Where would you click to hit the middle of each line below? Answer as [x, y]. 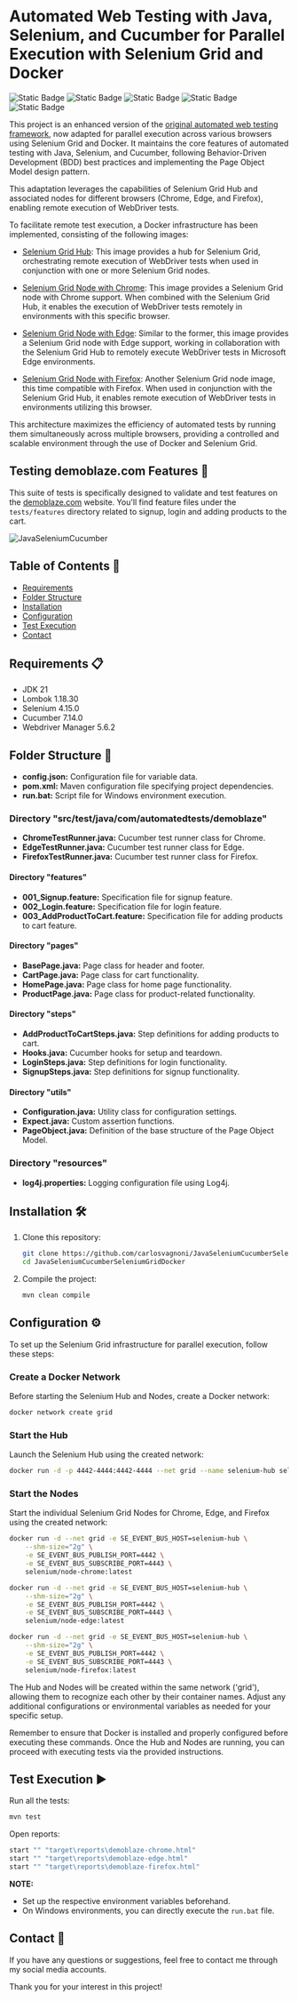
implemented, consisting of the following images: [99, 234]
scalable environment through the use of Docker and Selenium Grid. [133, 443]
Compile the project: [59, 1279]
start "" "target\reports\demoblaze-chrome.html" [103, 1851]
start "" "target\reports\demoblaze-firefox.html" [105, 1867]
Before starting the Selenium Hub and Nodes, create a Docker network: [140, 1397]
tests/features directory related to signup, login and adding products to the [148, 511]
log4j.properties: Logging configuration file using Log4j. [126, 1182]
